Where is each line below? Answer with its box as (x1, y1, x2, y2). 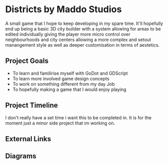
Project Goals (5, 57, 49, 65)
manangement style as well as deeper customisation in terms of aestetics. (5, 42, 160, 48)
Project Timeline (5, 101, 58, 110)
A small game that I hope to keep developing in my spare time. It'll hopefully (5, 20, 163, 26)
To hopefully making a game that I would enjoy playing (12, 86, 127, 92)
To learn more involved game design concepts (12, 75, 110, 82)
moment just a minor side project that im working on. (5, 120, 115, 126)
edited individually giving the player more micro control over (5, 31, 131, 37)
